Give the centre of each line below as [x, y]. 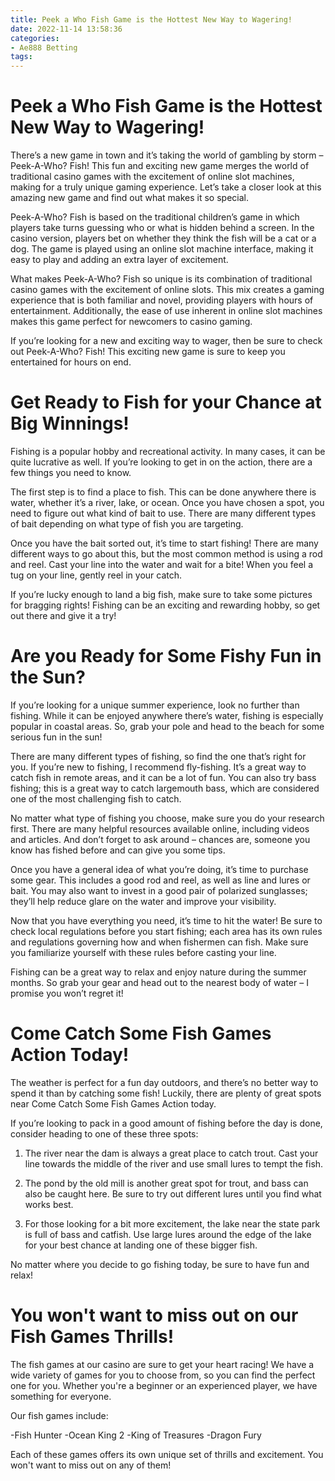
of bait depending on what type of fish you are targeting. [127, 524]
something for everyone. [61, 1396]
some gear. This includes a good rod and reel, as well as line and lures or [160, 880]
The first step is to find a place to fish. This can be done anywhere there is [163, 492]
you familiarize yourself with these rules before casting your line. [143, 952]
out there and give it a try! [63, 615]
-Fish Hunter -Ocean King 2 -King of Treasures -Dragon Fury [136, 1435]
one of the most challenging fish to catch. [96, 798]
